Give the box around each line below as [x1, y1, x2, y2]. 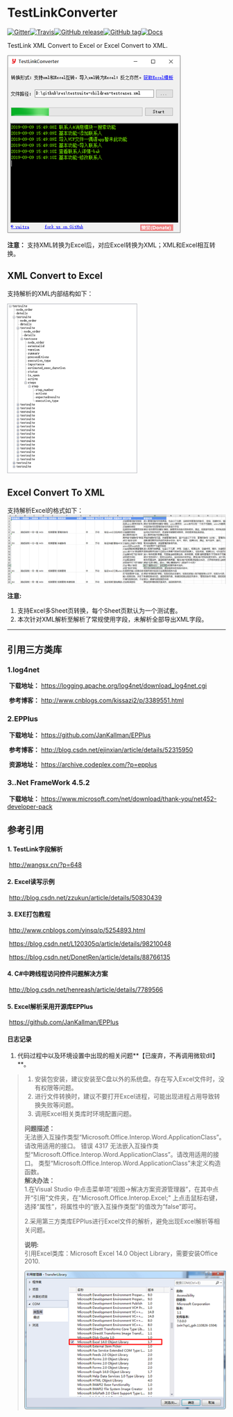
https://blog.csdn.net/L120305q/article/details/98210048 [8, 939, 171, 948]
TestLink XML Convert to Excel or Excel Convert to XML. [7, 41, 168, 49]
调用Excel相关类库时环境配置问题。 [34, 1110, 135, 1118]
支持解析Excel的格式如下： [7, 506, 84, 514]
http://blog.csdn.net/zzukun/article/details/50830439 [8, 893, 162, 901]
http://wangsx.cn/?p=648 [8, 860, 83, 869]
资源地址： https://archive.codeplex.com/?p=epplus [8, 760, 157, 768]
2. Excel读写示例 [7, 877, 55, 885]
